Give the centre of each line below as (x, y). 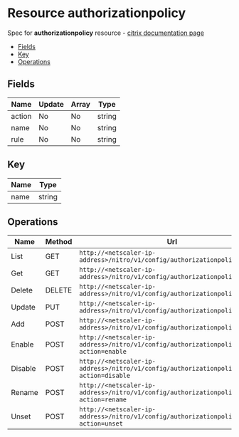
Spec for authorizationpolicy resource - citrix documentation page (106, 33)
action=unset (101, 424)
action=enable (103, 352)
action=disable (105, 376)
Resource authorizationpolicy (97, 13)
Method (59, 242)
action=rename (103, 400)
